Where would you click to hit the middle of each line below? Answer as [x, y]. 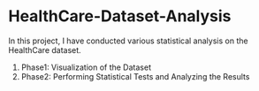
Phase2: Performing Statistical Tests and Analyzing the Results [135, 76]
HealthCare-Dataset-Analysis [120, 16]
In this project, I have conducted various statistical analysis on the [128, 41]
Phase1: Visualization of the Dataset [86, 67]
